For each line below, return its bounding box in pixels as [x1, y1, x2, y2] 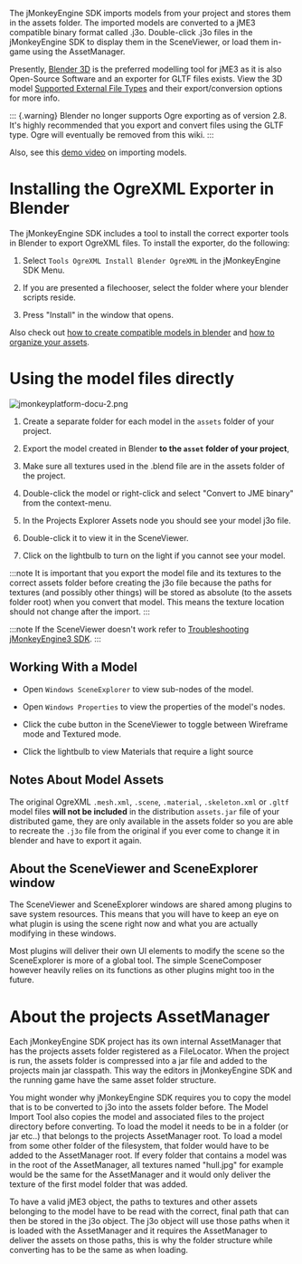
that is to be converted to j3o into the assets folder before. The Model [9, 1102, 269, 1113]
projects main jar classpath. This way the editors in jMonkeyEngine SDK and [9, 1065, 293, 1076]
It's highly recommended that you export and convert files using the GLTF [9, 120, 285, 130]
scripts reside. [22, 292, 77, 303]
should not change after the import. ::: [9, 606, 151, 617]
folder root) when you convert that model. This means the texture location [9, 596, 285, 607]
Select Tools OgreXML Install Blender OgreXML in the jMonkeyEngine [22, 255, 281, 265]
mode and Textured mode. [22, 728, 122, 739]
